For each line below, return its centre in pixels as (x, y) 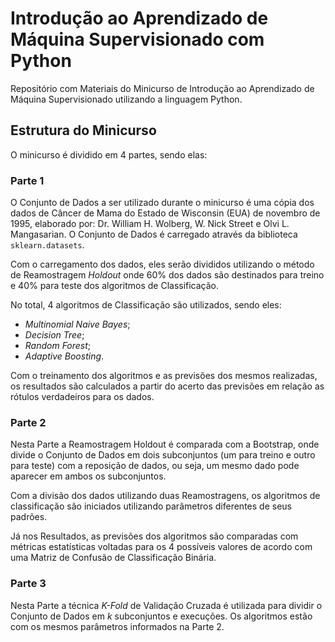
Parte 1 (27, 180)
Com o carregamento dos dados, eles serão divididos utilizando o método (162, 264)
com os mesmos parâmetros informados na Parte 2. (117, 626)
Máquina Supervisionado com (137, 39)
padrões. (29, 517)
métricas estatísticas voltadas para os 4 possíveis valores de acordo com (161, 547)
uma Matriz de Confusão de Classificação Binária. (113, 558)
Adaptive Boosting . (64, 356)
